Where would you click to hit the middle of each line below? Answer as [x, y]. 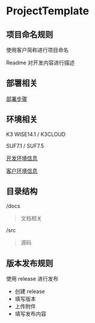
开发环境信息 [22, 158]
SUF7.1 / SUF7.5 [25, 146]
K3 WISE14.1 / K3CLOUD [36, 134]
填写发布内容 [30, 314]
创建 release [30, 291]
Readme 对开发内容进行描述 [40, 63]
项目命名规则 [30, 34]
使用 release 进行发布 [32, 279]
